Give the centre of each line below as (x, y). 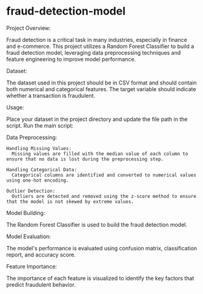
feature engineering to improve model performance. (71, 59)
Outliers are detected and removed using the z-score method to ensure (104, 196)
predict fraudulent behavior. (41, 284)
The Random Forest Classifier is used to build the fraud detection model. (97, 224)
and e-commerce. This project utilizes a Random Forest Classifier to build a (100, 46)
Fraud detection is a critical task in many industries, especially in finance (97, 39)
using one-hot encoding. (38, 180)
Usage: (15, 107)
